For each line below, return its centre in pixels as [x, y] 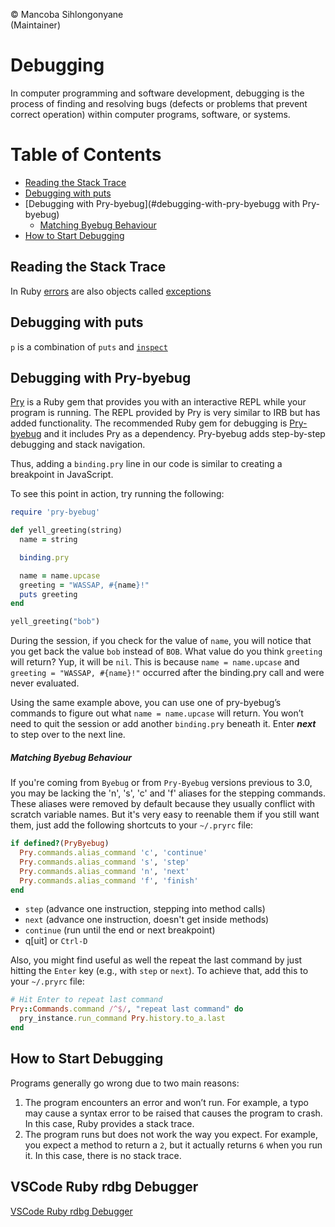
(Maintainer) [35, 25]
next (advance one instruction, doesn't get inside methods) [147, 920]
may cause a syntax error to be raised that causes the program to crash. [173, 1113]
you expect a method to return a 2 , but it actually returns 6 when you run [173, 1145]
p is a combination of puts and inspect [89, 346]
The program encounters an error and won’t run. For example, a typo [166, 1102]
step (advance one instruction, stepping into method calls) [145, 909]
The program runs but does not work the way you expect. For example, [171, 1134]
